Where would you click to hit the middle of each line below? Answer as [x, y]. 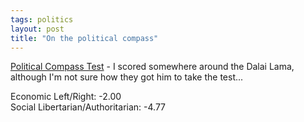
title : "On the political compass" [84, 38]
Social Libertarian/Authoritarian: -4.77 [88, 107]
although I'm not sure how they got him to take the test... [127, 77]
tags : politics [42, 19]
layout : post [37, 29]
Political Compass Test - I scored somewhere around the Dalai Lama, [152, 67]
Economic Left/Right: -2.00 [66, 97]
